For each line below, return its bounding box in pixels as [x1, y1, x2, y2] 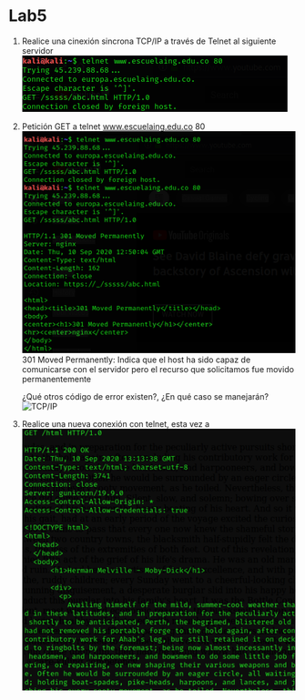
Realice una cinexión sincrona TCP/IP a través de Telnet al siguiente [21, 36, 277, 46]
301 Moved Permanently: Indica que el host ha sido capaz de [21, 354, 251, 365]
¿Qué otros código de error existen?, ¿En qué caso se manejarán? [21, 391, 269, 402]
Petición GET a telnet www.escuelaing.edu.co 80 [21, 120, 206, 132]
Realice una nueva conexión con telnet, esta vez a [21, 419, 210, 430]
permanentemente [21, 374, 92, 385]
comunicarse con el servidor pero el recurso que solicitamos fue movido [21, 364, 295, 375]
